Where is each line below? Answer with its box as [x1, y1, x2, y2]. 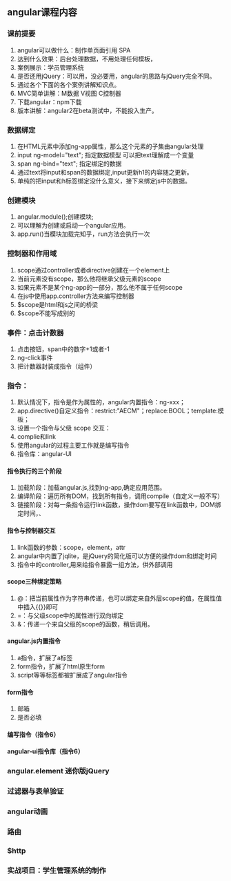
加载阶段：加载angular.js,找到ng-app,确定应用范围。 [17, 484, 166, 492]
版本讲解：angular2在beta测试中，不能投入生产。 [17, 106, 159, 115]
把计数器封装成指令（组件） [17, 362, 97, 370]
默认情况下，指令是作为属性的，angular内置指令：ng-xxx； [17, 398, 186, 406]
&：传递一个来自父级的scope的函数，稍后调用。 [17, 620, 154, 628]
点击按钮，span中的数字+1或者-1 [17, 344, 110, 353]
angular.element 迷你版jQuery [7, 766, 110, 776]
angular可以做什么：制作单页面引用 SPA [17, 46, 131, 54]
